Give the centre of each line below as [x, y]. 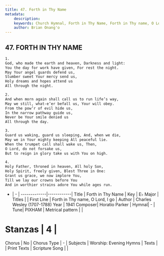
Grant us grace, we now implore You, [43, 176]
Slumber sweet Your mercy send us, [41, 77]
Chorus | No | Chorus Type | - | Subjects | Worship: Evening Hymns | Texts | [81, 243]
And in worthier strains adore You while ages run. [59, 185]
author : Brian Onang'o [37, 28]
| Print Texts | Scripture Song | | [37, 248]
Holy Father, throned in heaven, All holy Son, [54, 167]
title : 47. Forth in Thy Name [36, 10]
